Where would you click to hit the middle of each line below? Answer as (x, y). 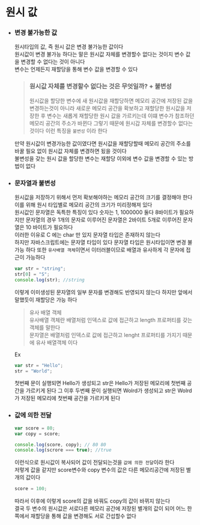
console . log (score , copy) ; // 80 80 (60, 445)
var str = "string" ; (40, 269)
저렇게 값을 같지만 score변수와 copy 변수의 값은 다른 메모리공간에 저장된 (99, 470)
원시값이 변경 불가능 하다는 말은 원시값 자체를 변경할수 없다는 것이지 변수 (99, 54)
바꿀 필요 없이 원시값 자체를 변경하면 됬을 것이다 (70, 151)
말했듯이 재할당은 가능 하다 (46, 299)
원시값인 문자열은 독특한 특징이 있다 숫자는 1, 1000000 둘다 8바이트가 (96, 212)
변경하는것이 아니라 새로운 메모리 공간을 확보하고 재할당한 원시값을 (107, 108)
